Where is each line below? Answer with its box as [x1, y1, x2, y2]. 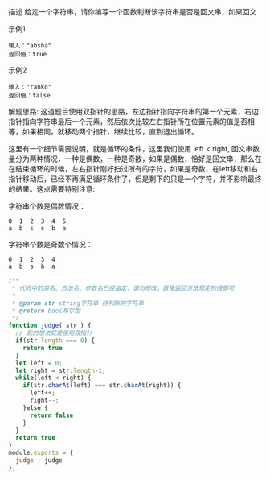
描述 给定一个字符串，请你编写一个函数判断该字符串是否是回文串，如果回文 [8, 7, 257, 16]
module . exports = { [8, 449, 74, 457]
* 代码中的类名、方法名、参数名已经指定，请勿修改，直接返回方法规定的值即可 [11, 284, 235, 292]
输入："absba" [8, 42, 52, 50]
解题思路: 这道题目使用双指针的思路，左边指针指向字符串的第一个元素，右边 [8, 107, 259, 116]
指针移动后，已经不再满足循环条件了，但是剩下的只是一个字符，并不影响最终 [8, 174, 262, 184]
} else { [22, 403, 48, 412]
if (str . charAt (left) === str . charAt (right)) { [22, 382, 182, 390]
